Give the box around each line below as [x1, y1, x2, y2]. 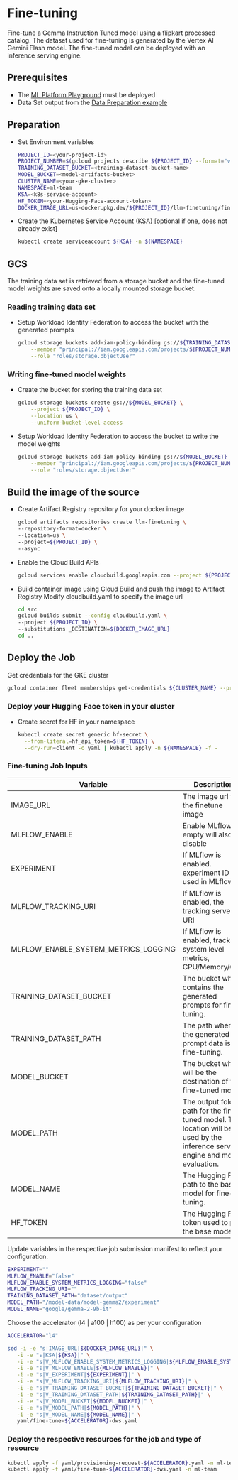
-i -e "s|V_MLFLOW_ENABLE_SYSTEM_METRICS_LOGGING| [16, 1358, 170, 1365]
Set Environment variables [17, 137, 94, 146]
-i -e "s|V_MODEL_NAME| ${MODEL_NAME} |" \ [16, 1411, 141, 1418]
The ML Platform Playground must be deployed [17, 90, 156, 99]
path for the [182, 1106, 222, 1116]
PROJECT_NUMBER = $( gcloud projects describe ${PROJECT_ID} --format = [17, 158, 225, 165]
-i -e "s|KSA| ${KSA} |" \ [16, 1351, 91, 1359]
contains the [182, 982, 225, 992]
